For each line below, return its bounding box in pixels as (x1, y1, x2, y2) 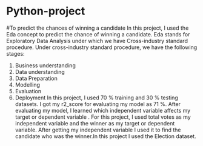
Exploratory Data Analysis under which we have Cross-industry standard (6, 37, 188, 44)
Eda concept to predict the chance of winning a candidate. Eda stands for (6, 30, 190, 38)
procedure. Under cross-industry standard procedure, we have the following (6, 44, 198, 51)
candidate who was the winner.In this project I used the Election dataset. (15, 132, 196, 140)
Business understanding (15, 62, 76, 69)
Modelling (15, 81, 41, 88)
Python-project (6, 4, 85, 18)
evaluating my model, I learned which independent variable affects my (15, 107, 191, 114)
